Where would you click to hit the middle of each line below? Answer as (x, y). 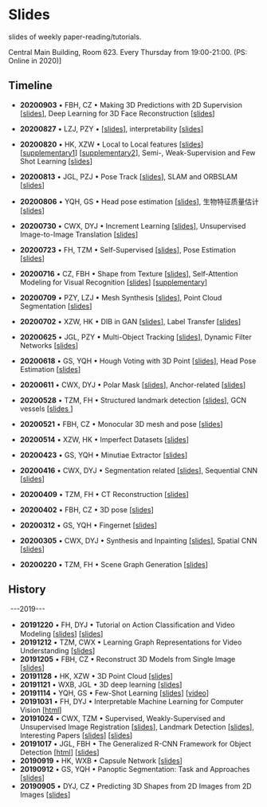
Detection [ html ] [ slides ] (59, 752)
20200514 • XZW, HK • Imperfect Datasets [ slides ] (104, 439)
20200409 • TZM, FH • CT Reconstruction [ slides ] (104, 494)
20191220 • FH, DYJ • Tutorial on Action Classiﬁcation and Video (127, 625)
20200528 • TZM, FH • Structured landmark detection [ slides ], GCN (133, 400)
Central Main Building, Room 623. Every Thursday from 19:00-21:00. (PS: (128, 52)
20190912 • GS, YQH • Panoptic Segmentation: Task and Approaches (135, 769)
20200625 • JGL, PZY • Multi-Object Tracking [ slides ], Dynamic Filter (136, 337)
